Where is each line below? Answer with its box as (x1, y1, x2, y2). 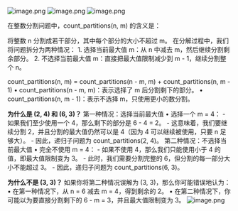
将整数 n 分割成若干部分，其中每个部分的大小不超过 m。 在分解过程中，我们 (7, 36, 229, 45)
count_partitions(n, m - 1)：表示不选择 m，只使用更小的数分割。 (7, 94, 194, 103)
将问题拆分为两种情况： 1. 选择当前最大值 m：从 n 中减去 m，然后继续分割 (7, 45, 224, 53)
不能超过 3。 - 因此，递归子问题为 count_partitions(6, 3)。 (13, 163, 184, 171)
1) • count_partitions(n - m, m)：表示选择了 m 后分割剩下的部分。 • (7, 86, 204, 94)
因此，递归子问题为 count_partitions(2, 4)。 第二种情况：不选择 (35, 136, 221, 145)
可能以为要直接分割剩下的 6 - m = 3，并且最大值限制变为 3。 (7, 196, 185, 204)
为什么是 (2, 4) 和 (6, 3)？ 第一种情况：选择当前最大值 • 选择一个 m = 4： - (7, 110, 226, 118)
